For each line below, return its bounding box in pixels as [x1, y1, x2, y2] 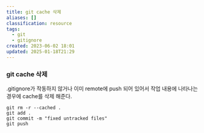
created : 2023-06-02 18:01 [6, 43, 75, 49]
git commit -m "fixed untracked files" [6, 115, 108, 122]
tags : [6, 26, 20, 32]
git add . [6, 110, 32, 117]
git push [6, 121, 29, 127]
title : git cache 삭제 [6, 9, 62, 15]
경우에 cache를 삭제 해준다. [6, 93, 72, 100]
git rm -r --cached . [6, 105, 62, 111]
